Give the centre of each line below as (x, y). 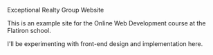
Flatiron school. (29, 31)
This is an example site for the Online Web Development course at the (106, 23)
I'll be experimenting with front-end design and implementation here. (105, 44)
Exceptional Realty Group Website (56, 10)
